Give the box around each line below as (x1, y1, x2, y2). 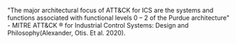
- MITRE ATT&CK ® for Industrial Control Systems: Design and (7, 21, 189, 29)
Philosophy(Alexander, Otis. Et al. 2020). (7, 28, 126, 37)
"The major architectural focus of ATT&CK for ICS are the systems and (7, 6, 214, 14)
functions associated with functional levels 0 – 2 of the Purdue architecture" (7, 13, 230, 22)
